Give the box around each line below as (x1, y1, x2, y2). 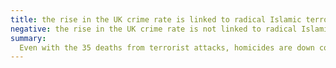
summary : (10, 33, 47, 43)
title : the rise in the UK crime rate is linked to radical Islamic (10, 14, 302, 25)
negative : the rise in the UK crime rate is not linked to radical (10, 24, 298, 34)
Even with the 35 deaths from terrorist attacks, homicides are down (19, 42, 315, 53)
